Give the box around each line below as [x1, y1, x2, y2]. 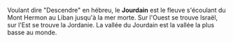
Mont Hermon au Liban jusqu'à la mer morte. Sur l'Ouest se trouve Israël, [7, 13, 218, 22]
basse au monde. [7, 28, 57, 36]
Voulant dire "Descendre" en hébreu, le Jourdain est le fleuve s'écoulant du [7, 6, 226, 14]
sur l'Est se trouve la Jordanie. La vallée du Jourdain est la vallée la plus [7, 21, 215, 29]
